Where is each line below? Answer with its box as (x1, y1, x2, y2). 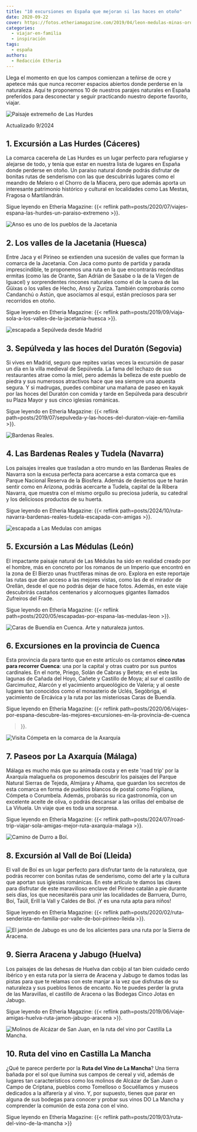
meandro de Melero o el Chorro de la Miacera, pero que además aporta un (6, 179, 186, 186)
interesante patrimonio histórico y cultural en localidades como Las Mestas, (6, 186, 189, 193)
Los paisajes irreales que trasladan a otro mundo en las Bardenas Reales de (6, 464, 189, 471)
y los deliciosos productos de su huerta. (6, 495, 103, 503)
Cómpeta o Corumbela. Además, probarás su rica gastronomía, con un (6, 792, 177, 799)
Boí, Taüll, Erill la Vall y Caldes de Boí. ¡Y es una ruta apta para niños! (6, 897, 172, 904)
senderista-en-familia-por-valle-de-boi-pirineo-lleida (6, 915, 135, 922)
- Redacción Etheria (11, 58, 62, 64)
